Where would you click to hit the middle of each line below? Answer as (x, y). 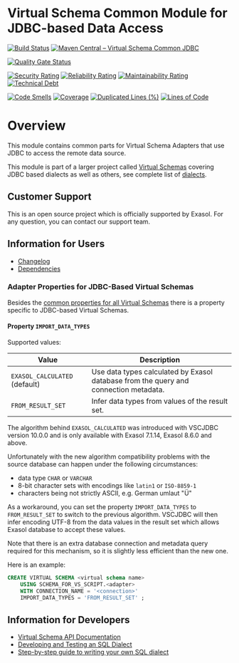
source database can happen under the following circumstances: (102, 464)
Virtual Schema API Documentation (69, 637)
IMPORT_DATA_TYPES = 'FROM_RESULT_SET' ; (82, 597)
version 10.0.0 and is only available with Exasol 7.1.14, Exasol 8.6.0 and (110, 435)
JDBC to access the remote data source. (67, 153)
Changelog (34, 261)
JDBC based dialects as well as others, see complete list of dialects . (107, 174)
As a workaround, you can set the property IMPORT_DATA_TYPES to (102, 507)
